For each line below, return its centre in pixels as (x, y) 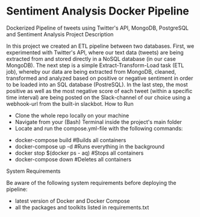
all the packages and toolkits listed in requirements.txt (82, 207)
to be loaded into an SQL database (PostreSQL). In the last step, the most (97, 84)
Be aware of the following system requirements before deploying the (91, 183)
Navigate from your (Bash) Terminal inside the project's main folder (98, 121)
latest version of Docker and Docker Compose (73, 201)
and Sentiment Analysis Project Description (60, 34)
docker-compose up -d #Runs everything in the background (89, 146)
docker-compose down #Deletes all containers (73, 159)
